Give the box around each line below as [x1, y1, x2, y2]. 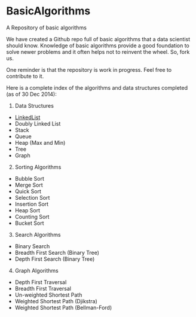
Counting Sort [14, 213, 50, 220]
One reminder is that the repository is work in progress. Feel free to [6, 66, 172, 73]
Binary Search [14, 242, 50, 249]
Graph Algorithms [14, 267, 59, 274]
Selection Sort [14, 194, 50, 201]
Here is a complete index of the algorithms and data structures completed [6, 84, 188, 91]
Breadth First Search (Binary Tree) [14, 249, 100, 256]
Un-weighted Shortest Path [14, 291, 82, 298]
